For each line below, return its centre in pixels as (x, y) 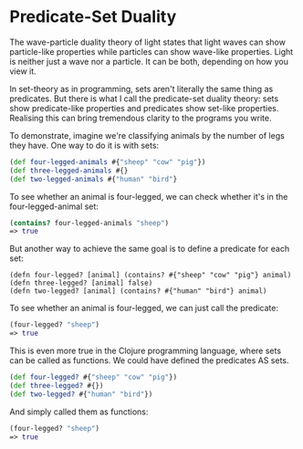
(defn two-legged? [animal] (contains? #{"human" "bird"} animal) (138, 291)
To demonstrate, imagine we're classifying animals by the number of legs (147, 135)
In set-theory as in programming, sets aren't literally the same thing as (141, 89)
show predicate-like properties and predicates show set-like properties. (144, 108)
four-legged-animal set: (54, 206)
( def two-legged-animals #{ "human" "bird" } (94, 179)
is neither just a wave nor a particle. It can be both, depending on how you (149, 61)
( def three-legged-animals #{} (69, 171)
